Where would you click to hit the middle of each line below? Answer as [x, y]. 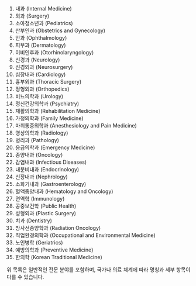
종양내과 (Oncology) [39, 155]
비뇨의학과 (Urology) [39, 96]
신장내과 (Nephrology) [41, 177]
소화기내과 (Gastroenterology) [51, 184]
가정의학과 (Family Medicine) [49, 118]
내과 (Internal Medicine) [43, 8]
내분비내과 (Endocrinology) [47, 169]
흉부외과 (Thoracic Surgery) [48, 82]
